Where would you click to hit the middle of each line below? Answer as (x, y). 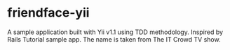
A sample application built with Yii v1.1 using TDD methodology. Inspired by (115, 32)
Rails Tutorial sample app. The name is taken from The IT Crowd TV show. (114, 39)
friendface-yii (48, 13)
